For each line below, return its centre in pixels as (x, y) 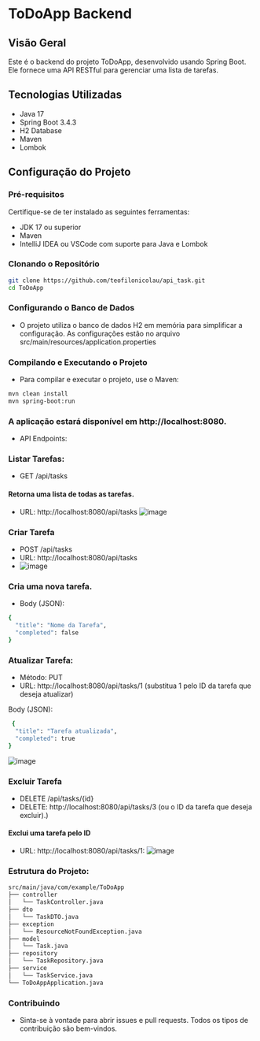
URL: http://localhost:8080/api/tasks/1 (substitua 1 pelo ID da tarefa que (135, 686)
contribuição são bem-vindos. (68, 1028)
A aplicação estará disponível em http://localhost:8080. (117, 421)
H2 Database (41, 130)
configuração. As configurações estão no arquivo (100, 333)
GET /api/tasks (44, 476)
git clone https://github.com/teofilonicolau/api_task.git (107, 281)
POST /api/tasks (46, 549)
